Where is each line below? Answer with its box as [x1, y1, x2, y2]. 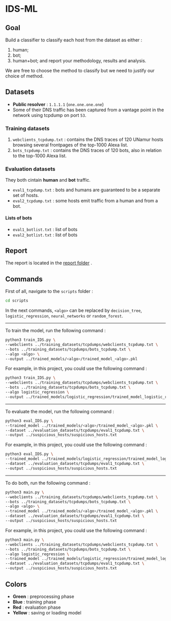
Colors [5, 580, 27, 588]
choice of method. [5, 73, 44, 79]
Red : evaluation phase [12, 604, 61, 610]
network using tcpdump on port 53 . [12, 112, 87, 118]
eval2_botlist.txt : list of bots [12, 232, 78, 238]
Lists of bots [5, 215, 32, 221]
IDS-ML [5, 3, 38, 15]
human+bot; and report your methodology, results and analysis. [12, 58, 147, 64]
